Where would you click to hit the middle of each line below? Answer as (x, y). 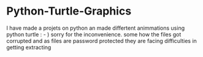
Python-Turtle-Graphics (69, 11)
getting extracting (29, 47)
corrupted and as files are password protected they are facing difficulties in (102, 41)
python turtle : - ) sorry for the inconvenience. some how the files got (94, 34)
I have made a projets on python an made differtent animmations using (96, 28)
